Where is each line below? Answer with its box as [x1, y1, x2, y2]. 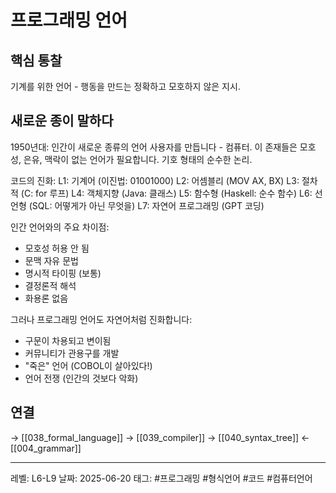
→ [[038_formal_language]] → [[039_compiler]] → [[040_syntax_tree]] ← [10, 431, 310, 443]
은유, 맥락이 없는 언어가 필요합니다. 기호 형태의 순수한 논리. [23, 153, 253, 165]
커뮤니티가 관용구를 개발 [24, 347, 120, 359]
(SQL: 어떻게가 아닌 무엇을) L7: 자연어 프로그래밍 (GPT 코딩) [28, 199, 265, 211]
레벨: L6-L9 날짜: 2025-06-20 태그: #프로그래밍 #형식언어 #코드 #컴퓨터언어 [10, 472, 313, 484]
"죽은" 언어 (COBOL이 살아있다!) [24, 359, 153, 371]
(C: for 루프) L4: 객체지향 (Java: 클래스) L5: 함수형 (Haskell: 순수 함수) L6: [20, 187, 313, 199]
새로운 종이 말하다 [10, 112, 114, 130]
